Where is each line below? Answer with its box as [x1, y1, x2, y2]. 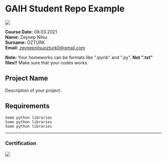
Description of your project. [5, 87, 62, 93]
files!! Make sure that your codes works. [5, 59, 88, 65]
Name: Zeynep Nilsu [5, 34, 48, 40]
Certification [5, 140, 37, 147]
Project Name [5, 74, 48, 83]
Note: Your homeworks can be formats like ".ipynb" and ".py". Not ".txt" [5, 54, 153, 60]
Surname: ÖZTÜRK [5, 39, 45, 45]
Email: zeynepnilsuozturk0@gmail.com [5, 44, 85, 50]
